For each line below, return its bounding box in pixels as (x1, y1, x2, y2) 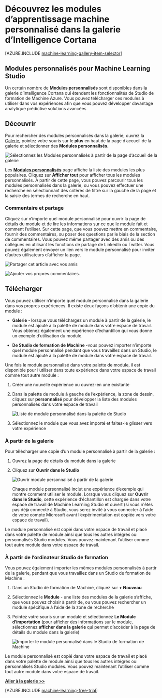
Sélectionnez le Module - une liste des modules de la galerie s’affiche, (12, 594, 152, 600)
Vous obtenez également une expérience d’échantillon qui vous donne (12, 328, 152, 333)
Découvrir (5, 120, 36, 128)
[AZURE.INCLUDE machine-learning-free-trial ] (5, 688, 98, 694)
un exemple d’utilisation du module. (12, 332, 83, 338)
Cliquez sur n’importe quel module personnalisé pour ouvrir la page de (5, 216, 146, 221)
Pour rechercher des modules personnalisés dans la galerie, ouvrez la (5, 133, 144, 138)
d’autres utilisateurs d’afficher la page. (5, 251, 81, 258)
